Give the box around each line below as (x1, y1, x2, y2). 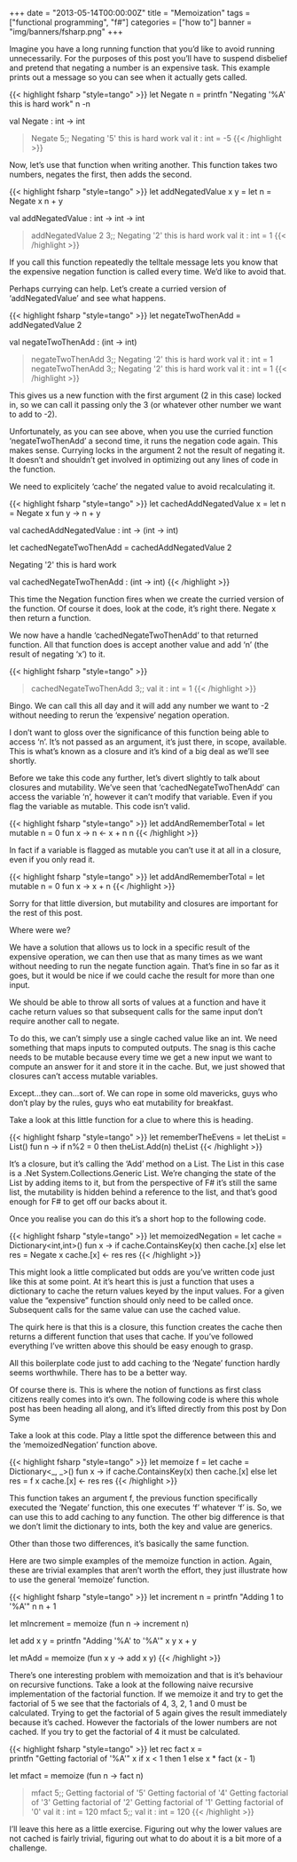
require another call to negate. (9, 1016, 120, 1026)
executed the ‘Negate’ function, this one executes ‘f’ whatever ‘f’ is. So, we (9, 1502, 282, 1513)
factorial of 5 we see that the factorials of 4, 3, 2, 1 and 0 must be (9, 1699, 247, 1708)
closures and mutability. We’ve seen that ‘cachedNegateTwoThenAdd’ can (9, 782, 280, 792)
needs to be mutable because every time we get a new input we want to (9, 1052, 273, 1062)
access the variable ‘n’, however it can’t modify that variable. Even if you (9, 792, 273, 802)
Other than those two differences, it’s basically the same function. (9, 1539, 250, 1548)
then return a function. (9, 613, 91, 623)
